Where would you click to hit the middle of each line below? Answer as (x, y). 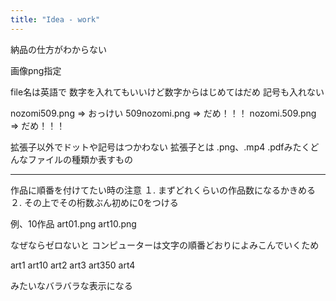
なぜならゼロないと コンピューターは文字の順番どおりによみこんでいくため (165, 245)
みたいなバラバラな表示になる (71, 285)
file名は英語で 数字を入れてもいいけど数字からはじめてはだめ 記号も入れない (167, 92)
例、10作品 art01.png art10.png (73, 223)
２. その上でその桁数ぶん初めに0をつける (94, 202)
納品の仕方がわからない (58, 49)
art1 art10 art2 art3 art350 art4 (73, 265)
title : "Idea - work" (55, 19)
